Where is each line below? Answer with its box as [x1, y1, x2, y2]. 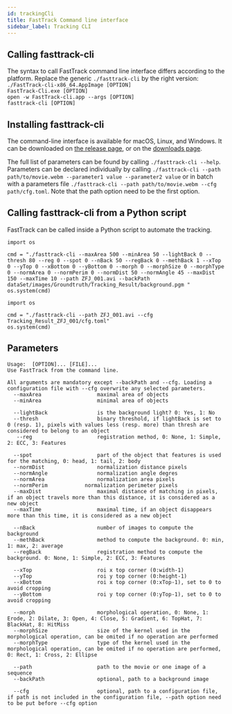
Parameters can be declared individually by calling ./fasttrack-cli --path [7, 165, 221, 173]
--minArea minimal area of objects [13, 397, 169, 404]
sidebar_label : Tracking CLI [7, 23, 91, 30]
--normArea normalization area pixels [13, 475, 175, 483]
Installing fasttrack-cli [7, 118, 105, 130]
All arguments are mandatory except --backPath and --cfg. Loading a [7, 378, 213, 386]
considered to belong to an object [7, 427, 110, 434]
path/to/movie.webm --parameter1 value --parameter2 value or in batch [7, 172, 213, 181]
